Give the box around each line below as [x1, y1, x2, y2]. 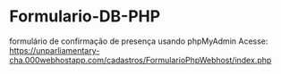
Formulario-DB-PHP [9, 6, 161, 27]
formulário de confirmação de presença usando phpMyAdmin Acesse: [9, 36, 268, 46]
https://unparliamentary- [9, 45, 100, 55]
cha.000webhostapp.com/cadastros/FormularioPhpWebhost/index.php [9, 54, 272, 65]
